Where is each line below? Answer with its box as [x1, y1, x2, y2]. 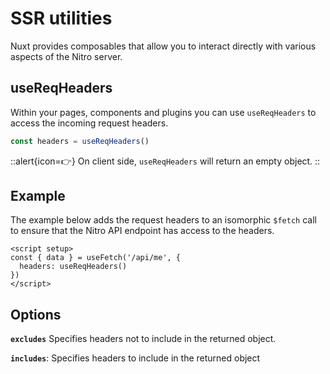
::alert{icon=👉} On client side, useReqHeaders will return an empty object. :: [10, 155, 321, 167]
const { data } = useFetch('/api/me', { [10, 253, 182, 263]
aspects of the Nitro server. [10, 50, 123, 62]
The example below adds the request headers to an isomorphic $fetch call [10, 214, 317, 226]
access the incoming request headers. [10, 117, 169, 129]
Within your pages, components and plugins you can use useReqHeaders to [10, 106, 317, 118]
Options [10, 306, 62, 323]
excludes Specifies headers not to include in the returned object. [10, 333, 277, 345]
